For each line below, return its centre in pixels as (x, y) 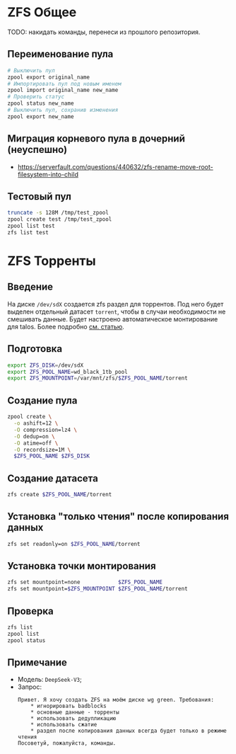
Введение (30, 287)
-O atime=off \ (36, 443)
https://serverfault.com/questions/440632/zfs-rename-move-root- (115, 166)
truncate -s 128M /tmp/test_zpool (58, 213)
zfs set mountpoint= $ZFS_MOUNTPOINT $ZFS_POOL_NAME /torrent (98, 589)
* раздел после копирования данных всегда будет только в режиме (129, 731)
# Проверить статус (36, 97)
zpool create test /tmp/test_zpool (60, 219)
